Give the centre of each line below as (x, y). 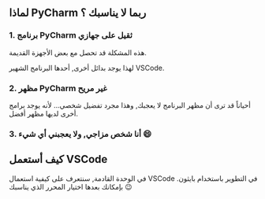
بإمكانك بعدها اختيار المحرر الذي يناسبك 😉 (71, 186)
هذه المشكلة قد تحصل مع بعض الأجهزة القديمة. (78, 52)
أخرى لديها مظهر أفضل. (43, 113)
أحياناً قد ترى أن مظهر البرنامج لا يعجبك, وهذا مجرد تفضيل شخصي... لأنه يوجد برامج (130, 105)
